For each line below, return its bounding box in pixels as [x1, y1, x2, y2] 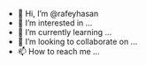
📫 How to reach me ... [17, 47, 100, 56]
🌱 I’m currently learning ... [17, 27, 112, 37]
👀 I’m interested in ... [17, 18, 93, 28]
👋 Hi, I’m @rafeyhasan [17, 9, 99, 18]
